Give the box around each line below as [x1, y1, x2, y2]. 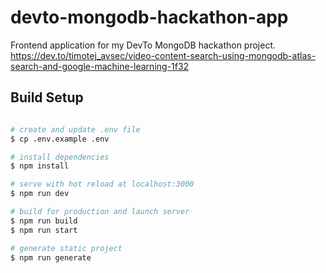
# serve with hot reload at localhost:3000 [10, 179, 195, 190]
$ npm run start [10, 225, 78, 235]
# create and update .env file [10, 124, 141, 135]
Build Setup [10, 89, 84, 106]
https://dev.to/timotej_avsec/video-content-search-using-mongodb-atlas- [10, 49, 317, 61]
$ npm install [10, 161, 70, 171]
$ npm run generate [10, 252, 92, 263]
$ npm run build [10, 216, 78, 226]
